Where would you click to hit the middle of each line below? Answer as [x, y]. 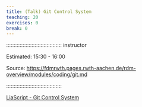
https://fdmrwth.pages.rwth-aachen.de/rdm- [81, 68]
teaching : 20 [22, 17]
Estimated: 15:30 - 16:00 [36, 56]
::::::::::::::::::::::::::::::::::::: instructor [47, 45]
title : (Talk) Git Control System [49, 12]
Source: [16, 68]
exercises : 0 [22, 23]
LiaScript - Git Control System [43, 97]
